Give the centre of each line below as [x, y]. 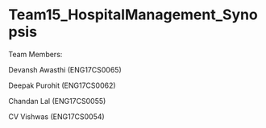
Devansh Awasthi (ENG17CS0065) [65, 69]
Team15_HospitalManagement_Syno [133, 15]
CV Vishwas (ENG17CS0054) [56, 116]
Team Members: [35, 54]
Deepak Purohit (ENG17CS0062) [62, 85]
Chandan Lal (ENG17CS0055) [57, 101]
